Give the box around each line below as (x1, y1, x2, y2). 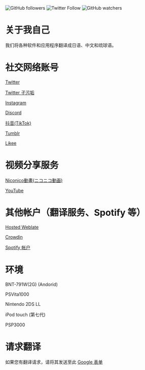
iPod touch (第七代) (5, 311, 46, 318)
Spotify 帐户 (5, 244, 30, 250)
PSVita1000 (5, 291, 29, 297)
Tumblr (5, 130, 20, 136)
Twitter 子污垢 (5, 89, 34, 96)
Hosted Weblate (5, 224, 39, 230)
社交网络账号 (5, 62, 59, 73)
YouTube (5, 187, 24, 193)
